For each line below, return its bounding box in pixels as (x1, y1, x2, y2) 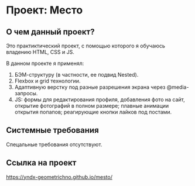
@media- (166, 84, 189, 91)
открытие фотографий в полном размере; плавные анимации (14, 102, 169, 109)
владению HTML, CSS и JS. (6, 49, 74, 56)
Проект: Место (6, 4, 83, 17)
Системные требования (6, 125, 100, 135)
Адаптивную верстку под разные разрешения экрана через (14, 84, 166, 91)
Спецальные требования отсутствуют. (6, 141, 102, 148)
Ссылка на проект (6, 158, 77, 168)
